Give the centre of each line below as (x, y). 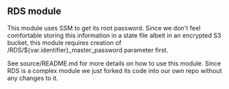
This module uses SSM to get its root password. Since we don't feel (104, 28)
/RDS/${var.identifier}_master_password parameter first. (88, 50)
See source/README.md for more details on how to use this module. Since (114, 63)
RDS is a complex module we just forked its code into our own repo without (114, 70)
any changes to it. (33, 78)
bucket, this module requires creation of (64, 42)
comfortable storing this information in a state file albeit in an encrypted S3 (114, 35)
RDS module (34, 11)
